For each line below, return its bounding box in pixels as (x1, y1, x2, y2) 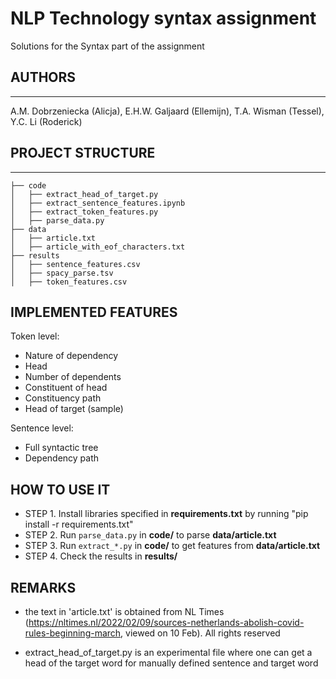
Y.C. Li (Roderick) (10, 115, 83, 127)
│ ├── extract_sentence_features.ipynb (10, 198, 186, 208)
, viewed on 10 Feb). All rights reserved (120, 627, 281, 639)
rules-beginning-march (24, 627, 122, 639)
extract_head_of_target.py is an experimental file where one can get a (24, 647, 313, 658)
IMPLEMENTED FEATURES (10, 303, 178, 321)
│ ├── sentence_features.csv (10, 259, 141, 269)
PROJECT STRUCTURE (10, 145, 156, 162)
